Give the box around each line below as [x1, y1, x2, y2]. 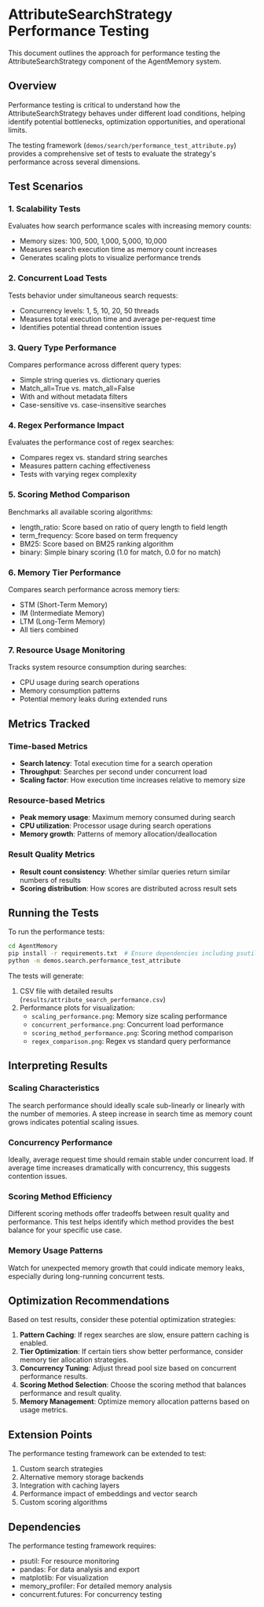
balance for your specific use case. [8, 1225, 123, 1235]
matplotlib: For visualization [19, 1572, 108, 1582]
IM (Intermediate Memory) [19, 608, 105, 617]
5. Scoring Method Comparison [8, 489, 130, 500]
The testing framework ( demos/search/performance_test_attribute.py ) [8, 140, 237, 150]
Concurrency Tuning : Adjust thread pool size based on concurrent [19, 1364, 237, 1373]
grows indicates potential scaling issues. [8, 1117, 140, 1126]
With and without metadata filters [19, 392, 128, 401]
